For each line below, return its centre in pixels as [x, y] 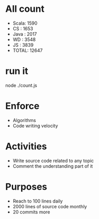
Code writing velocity [35, 126]
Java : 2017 [25, 34]
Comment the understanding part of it [53, 166]
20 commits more [31, 212]
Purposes [26, 186]
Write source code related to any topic [53, 161]
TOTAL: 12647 [27, 50]
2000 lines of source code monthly [50, 206]
